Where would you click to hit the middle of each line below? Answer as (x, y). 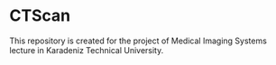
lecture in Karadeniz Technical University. (87, 50)
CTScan (40, 16)
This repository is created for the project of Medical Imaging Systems (138, 41)
